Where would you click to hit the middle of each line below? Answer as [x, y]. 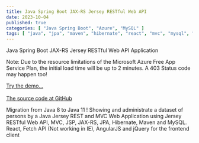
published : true [26, 22]
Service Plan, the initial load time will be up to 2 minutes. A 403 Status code [98, 68]
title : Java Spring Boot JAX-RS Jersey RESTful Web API [76, 12]
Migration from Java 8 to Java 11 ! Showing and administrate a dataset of [95, 110]
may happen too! [27, 74]
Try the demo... [25, 86]
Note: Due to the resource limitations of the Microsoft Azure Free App [91, 62]
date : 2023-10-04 [28, 17]
